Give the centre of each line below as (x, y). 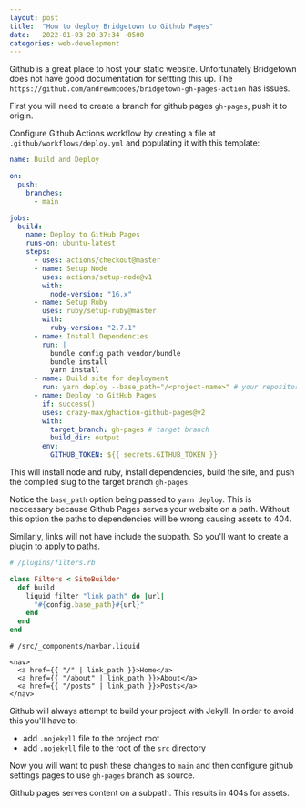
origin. (21, 116)
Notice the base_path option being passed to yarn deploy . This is (131, 499)
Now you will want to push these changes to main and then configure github (152, 766)
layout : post (34, 18)
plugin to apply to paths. (55, 546)
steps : (38, 252)
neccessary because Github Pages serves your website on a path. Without (149, 509)
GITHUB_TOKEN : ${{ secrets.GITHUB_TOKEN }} (134, 455)
